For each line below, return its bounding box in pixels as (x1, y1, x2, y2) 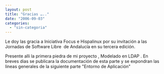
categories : (5, 20, 29, 26)
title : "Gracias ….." (5, 12, 50, 17)
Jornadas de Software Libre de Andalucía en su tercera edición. (5, 44, 136, 50)
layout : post (5, 7, 32, 12)
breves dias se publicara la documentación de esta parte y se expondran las (5, 58, 160, 64)
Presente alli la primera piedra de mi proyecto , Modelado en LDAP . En (5, 53, 148, 59)
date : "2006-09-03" (5, 16, 45, 21)
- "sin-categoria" (9, 25, 48, 30)
